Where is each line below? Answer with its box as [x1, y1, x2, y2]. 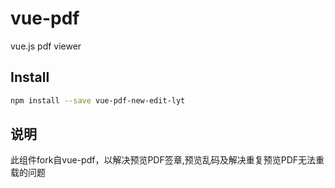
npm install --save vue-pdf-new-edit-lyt [10, 95, 186, 106]
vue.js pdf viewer [10, 40, 82, 52]
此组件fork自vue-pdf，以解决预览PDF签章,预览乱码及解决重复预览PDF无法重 [10, 154, 325, 166]
